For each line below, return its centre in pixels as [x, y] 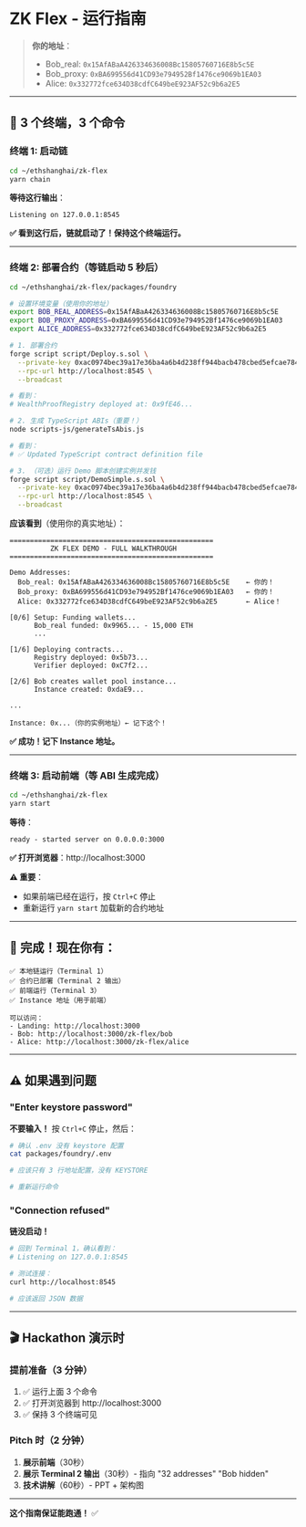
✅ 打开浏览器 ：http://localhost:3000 [77, 858]
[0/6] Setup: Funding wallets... [73, 618]
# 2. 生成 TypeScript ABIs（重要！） [76, 421]
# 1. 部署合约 [33, 346]
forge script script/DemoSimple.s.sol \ [87, 479]
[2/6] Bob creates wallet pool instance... [93, 682]
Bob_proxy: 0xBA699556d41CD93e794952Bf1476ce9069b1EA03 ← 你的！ [146, 592]
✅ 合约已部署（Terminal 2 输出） [67, 981]
